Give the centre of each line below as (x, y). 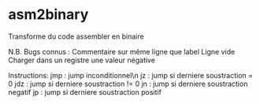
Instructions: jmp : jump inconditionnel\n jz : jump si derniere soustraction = (131, 75)
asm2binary (48, 15)
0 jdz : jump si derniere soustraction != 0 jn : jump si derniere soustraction (128, 84)
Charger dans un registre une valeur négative (82, 60)
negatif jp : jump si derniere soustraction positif (85, 92)
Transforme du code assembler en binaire (76, 36)
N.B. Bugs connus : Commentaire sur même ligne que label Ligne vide (122, 51)
